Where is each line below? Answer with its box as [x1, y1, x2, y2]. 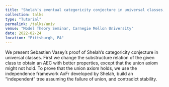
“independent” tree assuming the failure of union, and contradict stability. [5, 76, 157, 82]
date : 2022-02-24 [5, 31, 42, 36]
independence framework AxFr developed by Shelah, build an [5, 70, 133, 76]
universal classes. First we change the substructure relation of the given [5, 54, 155, 60]
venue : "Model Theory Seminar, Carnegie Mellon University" [5, 26, 134, 31]
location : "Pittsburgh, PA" [5, 36, 64, 41]
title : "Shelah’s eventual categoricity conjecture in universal [5, 7, 145, 13]
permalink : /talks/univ [5, 21, 55, 27]
